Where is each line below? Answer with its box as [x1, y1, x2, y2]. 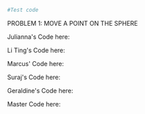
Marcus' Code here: [7, 59, 65, 67]
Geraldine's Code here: [7, 86, 74, 95]
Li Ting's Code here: [7, 46, 66, 54]
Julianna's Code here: [7, 32, 70, 41]
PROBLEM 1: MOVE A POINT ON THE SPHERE [7, 19, 138, 27]
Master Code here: [7, 99, 61, 108]
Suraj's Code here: [7, 73, 61, 81]
